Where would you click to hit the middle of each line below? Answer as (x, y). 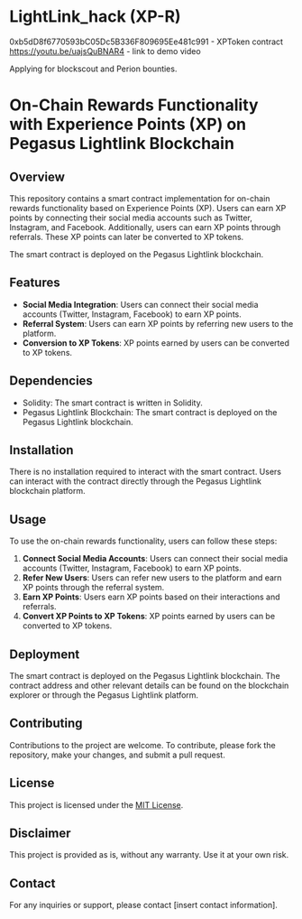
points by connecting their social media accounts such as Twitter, (131, 218)
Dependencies (51, 381)
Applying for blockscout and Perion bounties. (93, 69)
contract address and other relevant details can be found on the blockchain (149, 685)
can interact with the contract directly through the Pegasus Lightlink (135, 481)
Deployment (45, 654)
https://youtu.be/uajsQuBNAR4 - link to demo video (105, 51)
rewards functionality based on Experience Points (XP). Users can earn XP (148, 208)
